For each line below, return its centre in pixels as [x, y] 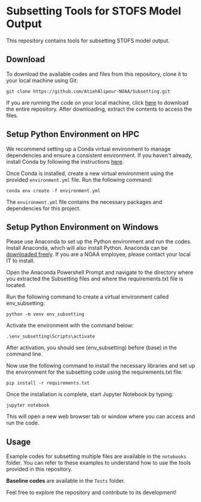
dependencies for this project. [43, 208]
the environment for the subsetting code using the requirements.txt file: [94, 372]
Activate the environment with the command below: [70, 326]
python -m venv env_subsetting [45, 314]
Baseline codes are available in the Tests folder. [66, 481]
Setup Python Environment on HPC [73, 135]
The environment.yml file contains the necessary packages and [84, 202]
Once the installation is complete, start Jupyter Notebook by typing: [90, 394]
